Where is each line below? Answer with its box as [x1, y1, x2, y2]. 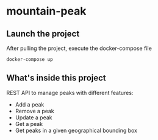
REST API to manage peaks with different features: [6, 89, 134, 96]
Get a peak [15, 120, 43, 127]
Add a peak [15, 100, 45, 108]
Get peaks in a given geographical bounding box [15, 127, 138, 134]
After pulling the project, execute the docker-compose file [6, 44, 153, 52]
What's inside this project [6, 73, 107, 83]
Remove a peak [15, 107, 55, 114]
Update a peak [15, 114, 52, 121]
